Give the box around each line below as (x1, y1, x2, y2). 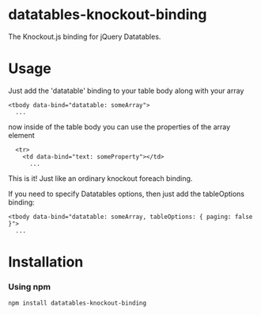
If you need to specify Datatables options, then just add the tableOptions (8, 189, 245, 198)
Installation (8, 253, 84, 271)
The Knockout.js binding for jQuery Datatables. (8, 32, 161, 41)
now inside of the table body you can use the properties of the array (8, 121, 231, 132)
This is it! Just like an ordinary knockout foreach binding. (8, 173, 193, 183)
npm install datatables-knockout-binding (8, 299, 147, 307)
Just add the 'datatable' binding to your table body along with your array (8, 86, 244, 95)
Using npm (8, 281, 51, 292)
